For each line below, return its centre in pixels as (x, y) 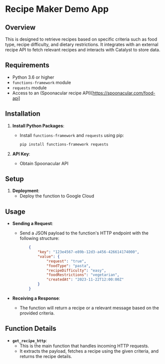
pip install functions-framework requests (64, 144)
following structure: (39, 238)
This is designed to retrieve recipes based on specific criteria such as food (81, 39)
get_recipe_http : (30, 340)
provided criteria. (37, 313)
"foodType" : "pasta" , (68, 266)
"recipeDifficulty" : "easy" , (76, 271)
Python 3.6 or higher (33, 77)
